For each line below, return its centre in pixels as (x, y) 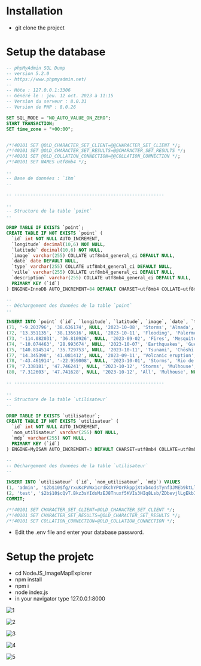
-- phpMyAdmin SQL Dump (36, 68)
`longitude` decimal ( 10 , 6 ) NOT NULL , (59, 244)
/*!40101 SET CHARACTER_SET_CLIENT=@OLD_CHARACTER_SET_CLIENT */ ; (91, 510)
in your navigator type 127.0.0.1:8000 (60, 599)
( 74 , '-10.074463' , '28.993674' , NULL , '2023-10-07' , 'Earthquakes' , (95, 344)
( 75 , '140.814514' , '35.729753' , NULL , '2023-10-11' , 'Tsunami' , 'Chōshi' (101, 350)
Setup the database (56, 52)
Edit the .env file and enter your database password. (79, 532)
